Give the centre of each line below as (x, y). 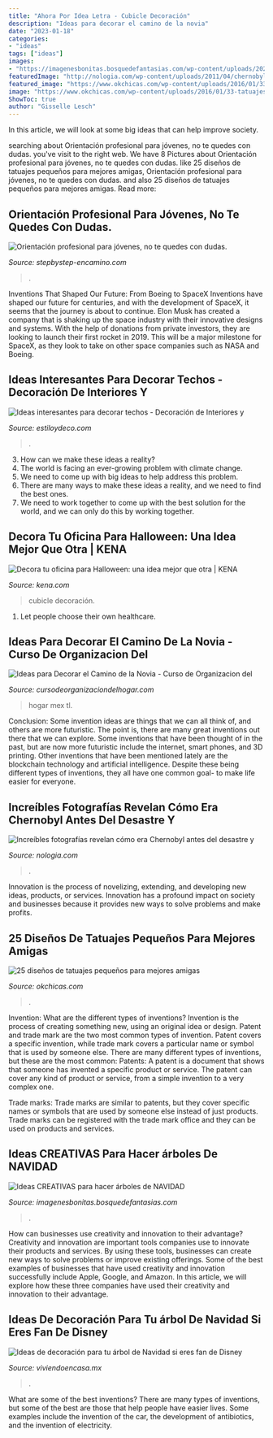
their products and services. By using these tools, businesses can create (130, 1251)
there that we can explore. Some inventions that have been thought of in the (136, 739)
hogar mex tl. (50, 706)
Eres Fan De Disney (58, 1333)
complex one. (31, 1087)
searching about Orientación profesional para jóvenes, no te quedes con (130, 146)
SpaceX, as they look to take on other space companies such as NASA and (134, 345)
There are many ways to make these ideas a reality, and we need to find (141, 485)
